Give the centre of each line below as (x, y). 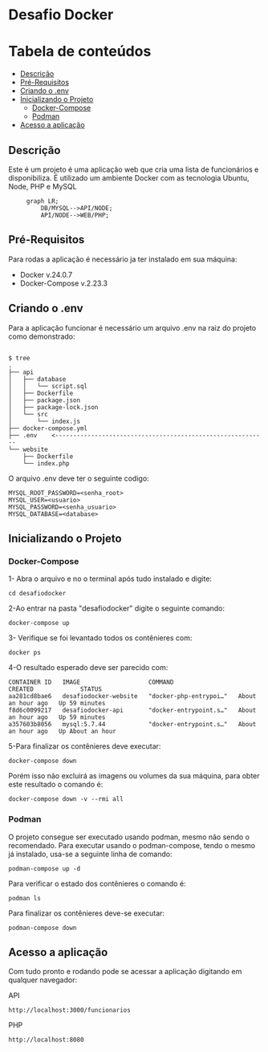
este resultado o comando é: (56, 785)
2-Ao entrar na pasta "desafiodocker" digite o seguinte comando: (117, 608)
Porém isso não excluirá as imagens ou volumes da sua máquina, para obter (134, 776)
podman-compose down (43, 928)
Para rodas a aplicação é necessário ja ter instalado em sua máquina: (123, 259)
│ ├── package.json (45, 400)
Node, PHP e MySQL (43, 186)
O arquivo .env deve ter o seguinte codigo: (79, 478)
